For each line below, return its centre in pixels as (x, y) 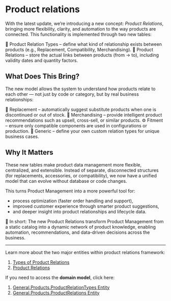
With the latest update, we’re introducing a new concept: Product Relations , (84, 23)
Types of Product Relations (41, 262)
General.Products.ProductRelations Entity (56, 293)
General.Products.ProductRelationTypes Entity (61, 287)
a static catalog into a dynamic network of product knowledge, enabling (81, 227)
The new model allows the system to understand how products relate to (80, 89)
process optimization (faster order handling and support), (73, 201)
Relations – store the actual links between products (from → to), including (82, 55)
